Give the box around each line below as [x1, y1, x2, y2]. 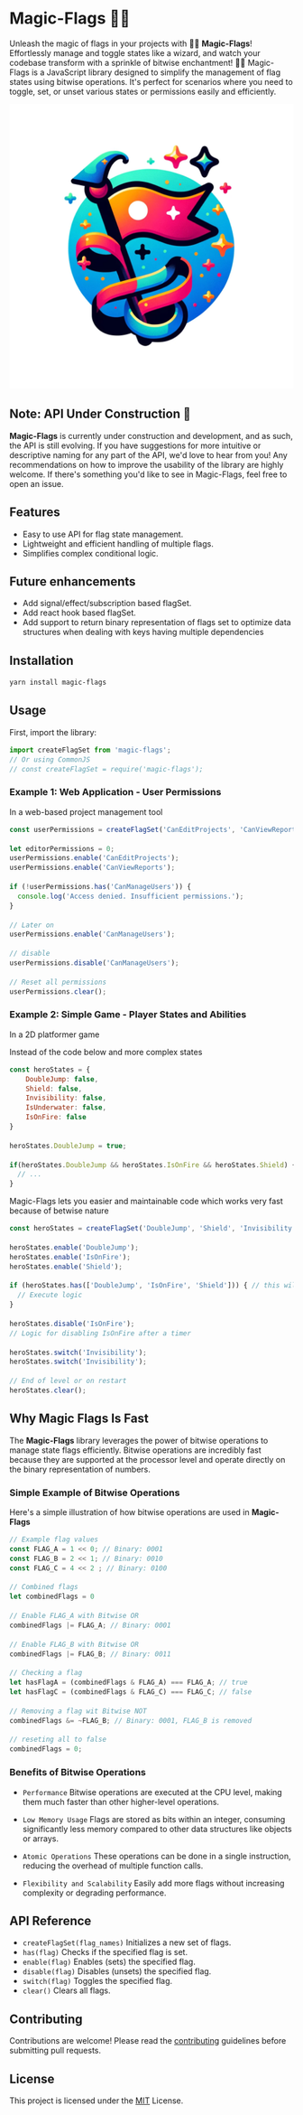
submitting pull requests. [9, 2045, 102, 2056]
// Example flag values [9, 1535, 99, 1544]
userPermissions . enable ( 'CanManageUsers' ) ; [9, 930, 176, 939]
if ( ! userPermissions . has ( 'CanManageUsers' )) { [9, 883, 192, 892]
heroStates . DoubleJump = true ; [9, 1141, 127, 1150]
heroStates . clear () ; [9, 1386, 87, 1395]
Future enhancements [9, 574, 136, 589]
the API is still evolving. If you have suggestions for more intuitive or [9, 440, 262, 451]
